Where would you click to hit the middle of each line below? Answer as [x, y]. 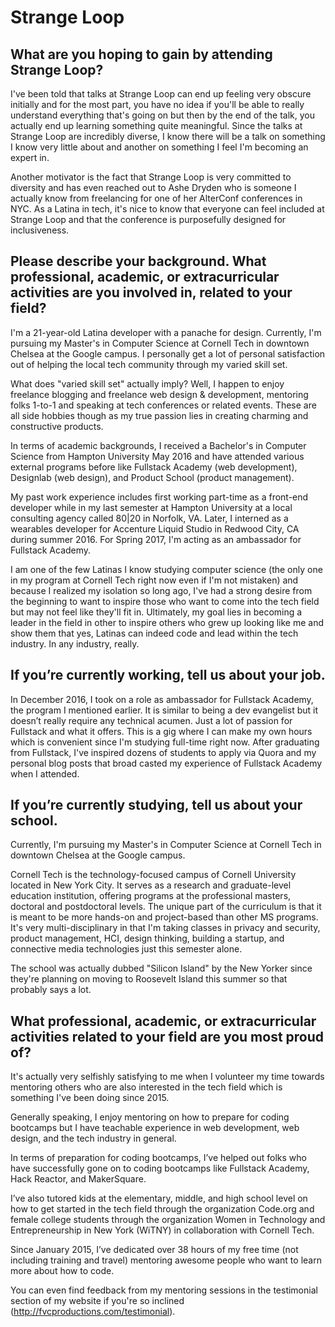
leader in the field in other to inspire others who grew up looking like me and [167, 622]
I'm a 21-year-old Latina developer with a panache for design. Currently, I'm [166, 332]
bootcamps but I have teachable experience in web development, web [155, 1128]
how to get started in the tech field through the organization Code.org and [162, 1209]
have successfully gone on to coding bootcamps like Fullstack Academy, [160, 1168]
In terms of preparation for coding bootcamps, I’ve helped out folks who [159, 1158]
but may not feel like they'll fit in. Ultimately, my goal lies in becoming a [156, 612]
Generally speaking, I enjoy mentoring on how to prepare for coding [150, 1117]
